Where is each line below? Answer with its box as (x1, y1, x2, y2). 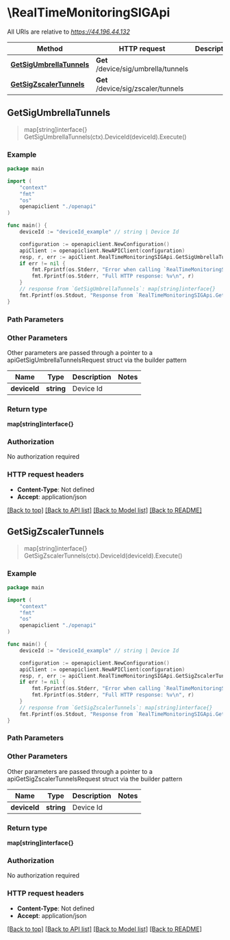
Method (36, 43, 63, 53)
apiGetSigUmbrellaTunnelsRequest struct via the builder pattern (7, 356, 187, 364)
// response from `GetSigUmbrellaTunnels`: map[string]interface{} (19, 286, 216, 293)
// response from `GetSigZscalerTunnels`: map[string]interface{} (19, 704, 213, 711)
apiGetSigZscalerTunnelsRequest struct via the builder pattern (7, 775, 183, 783)
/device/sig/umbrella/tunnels (95, 64, 189, 73)
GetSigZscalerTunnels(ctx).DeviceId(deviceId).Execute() (23, 551, 183, 560)
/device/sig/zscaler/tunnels (95, 84, 184, 93)
